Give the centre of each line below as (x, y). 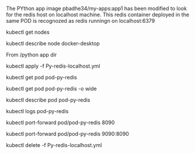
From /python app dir (32, 55)
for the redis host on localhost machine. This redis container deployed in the (98, 15)
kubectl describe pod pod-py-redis (48, 100)
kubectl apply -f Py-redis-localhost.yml (53, 66)
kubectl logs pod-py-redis (37, 111)
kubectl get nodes (28, 32)
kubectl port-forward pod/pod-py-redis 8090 (60, 123)
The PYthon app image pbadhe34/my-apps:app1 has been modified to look (96, 8)
